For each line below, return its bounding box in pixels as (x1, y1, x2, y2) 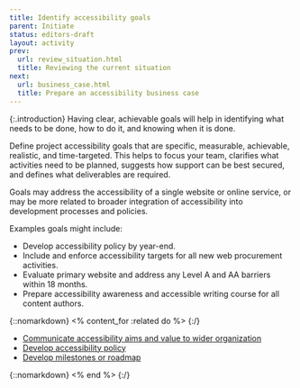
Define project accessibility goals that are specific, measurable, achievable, (9, 140, 290, 151)
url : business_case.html (17, 80, 111, 89)
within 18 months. (22, 278, 88, 289)
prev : (9, 47, 30, 56)
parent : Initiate (9, 22, 75, 31)
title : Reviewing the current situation (17, 64, 171, 73)
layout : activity (9, 38, 75, 48)
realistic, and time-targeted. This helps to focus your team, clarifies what (9, 149, 279, 160)
